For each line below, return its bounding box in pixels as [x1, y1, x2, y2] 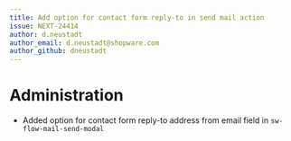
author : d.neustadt [9, 30, 83, 39]
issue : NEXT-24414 [9, 22, 79, 31]
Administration [9, 85, 124, 106]
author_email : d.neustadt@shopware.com [9, 38, 160, 48]
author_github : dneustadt [9, 47, 107, 56]
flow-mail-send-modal [22, 125, 104, 134]
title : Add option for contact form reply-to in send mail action [9, 13, 265, 22]
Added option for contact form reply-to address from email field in [22, 115, 269, 126]
